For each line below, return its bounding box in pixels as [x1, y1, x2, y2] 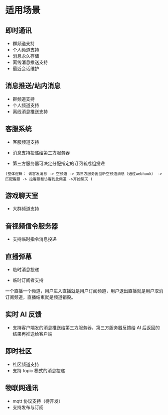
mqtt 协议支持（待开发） [12, 398, 63, 404]
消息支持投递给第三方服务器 [12, 149, 70, 156]
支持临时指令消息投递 [12, 236, 57, 242]
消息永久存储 [12, 53, 39, 59]
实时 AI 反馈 [5, 310, 42, 319]
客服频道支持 [12, 139, 39, 145]
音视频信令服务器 [5, 222, 58, 230]
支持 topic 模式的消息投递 [12, 367, 65, 373]
